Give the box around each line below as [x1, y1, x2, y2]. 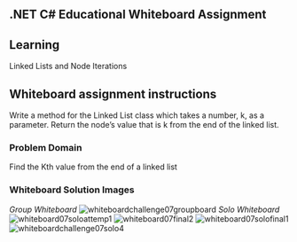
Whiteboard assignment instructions [9, 86, 217, 101]
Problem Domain [9, 141, 82, 153]
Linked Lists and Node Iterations [9, 61, 128, 72]
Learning [9, 37, 60, 52]
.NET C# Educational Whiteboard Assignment [9, 7, 267, 22]
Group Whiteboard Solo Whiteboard [9, 204, 280, 215]
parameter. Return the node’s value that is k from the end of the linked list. [9, 120, 279, 130]
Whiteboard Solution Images [9, 183, 135, 196]
